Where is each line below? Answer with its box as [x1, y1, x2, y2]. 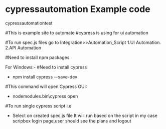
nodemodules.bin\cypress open [12, 93, 78, 99]
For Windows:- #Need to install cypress [5, 64, 87, 70]
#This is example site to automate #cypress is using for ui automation [5, 29, 149, 35]
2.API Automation [5, 44, 42, 50]
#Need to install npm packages [5, 54, 70, 60]
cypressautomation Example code [5, 3, 150, 15]
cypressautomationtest [5, 20, 53, 26]
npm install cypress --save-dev [12, 73, 78, 79]
